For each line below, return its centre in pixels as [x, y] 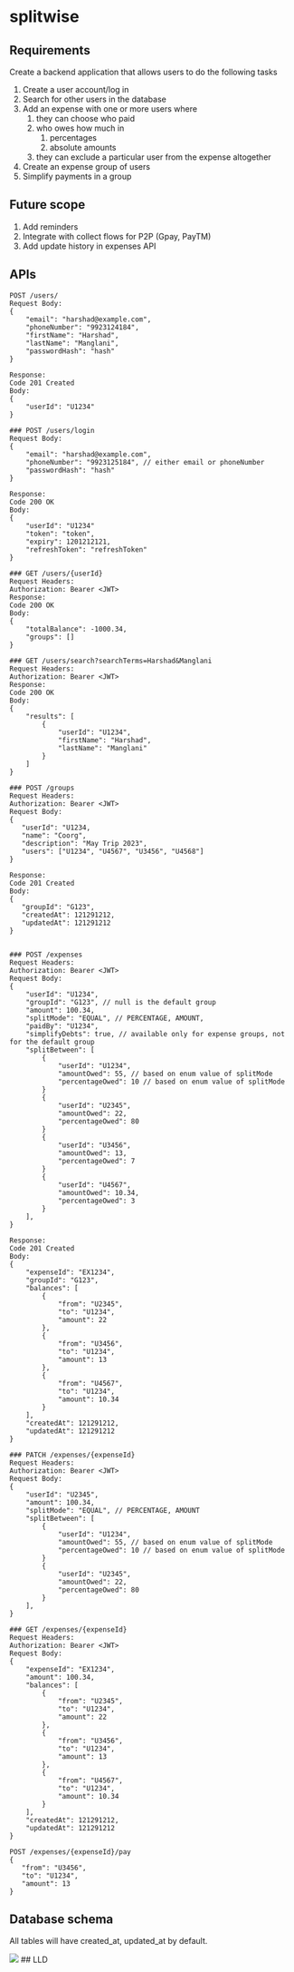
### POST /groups [42, 788]
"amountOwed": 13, [92, 1153]
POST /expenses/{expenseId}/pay [70, 1852]
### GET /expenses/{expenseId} [68, 1629]
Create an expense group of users [86, 167]
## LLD [34, 1960]
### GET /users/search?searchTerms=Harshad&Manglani [111, 661]
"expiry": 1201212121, [68, 542]
